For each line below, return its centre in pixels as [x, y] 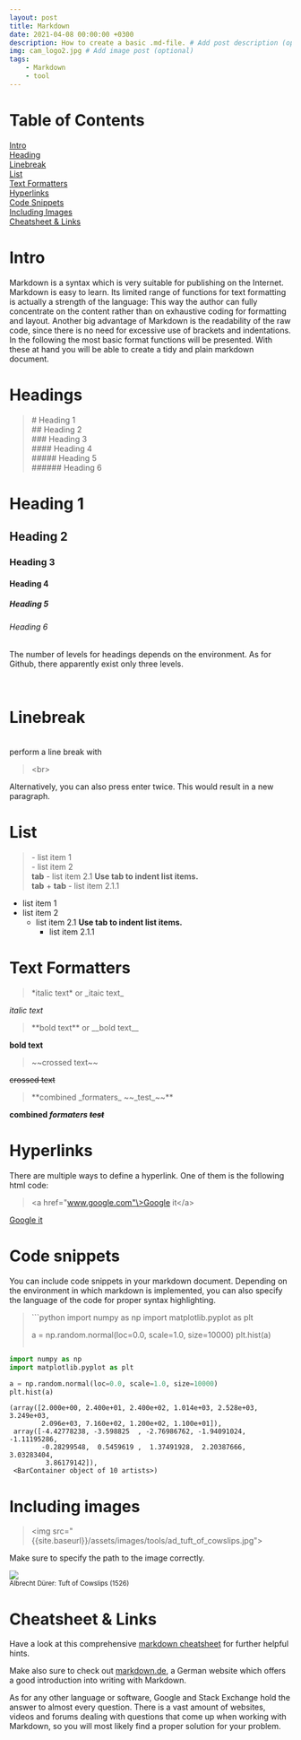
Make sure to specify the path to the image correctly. [107, 1558]
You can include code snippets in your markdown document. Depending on [149, 1281]
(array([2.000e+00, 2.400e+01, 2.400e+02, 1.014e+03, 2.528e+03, [133, 1408]
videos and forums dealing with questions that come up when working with [148, 1717]
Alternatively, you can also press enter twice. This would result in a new [142, 787]
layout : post [34, 17]
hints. [19, 1653]
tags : [19, 59]
